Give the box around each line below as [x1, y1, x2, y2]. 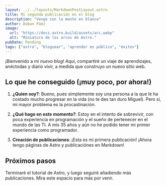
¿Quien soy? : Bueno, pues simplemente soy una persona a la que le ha [12, 91, 158, 97]
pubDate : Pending [5, 40, 41, 45]
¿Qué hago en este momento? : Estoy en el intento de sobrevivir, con [12, 111, 154, 117]
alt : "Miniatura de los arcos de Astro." [9, 35, 97, 40]
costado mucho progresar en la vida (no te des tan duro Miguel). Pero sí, [12, 96, 162, 102]
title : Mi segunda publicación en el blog [5, 12, 94, 17]
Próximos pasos [5, 157, 56, 165]
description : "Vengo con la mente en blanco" [5, 16, 101, 21]
